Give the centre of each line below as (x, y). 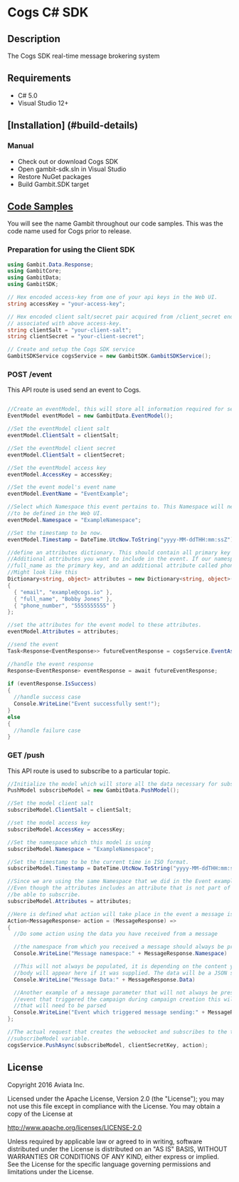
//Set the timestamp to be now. (55, 533)
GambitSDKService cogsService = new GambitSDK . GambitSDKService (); (110, 356)
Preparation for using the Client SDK (71, 250)
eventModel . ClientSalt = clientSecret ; (67, 455)
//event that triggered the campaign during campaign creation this (117, 999)
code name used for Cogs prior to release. (69, 231)
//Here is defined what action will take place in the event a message (116, 914)
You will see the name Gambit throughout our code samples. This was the (116, 224)
